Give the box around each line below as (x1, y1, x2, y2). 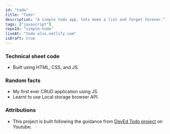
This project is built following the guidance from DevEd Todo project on (12, 118, 163, 124)
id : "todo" (5, 7, 29, 13)
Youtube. (12, 123, 32, 130)
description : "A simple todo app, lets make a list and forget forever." (5, 17, 166, 22)
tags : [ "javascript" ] (5, 21, 52, 27)
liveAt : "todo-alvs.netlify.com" (5, 31, 77, 36)
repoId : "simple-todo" (5, 26, 54, 32)
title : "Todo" (5, 12, 36, 17)
